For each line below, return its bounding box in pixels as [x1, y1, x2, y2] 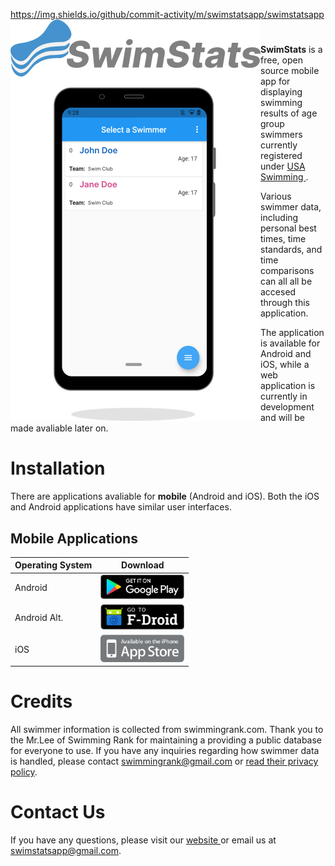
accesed [260, 286, 297, 298]
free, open [260, 54, 303, 66]
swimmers [260, 129, 303, 141]
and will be [260, 412, 305, 424]
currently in [260, 390, 308, 403]
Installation [10, 457, 106, 480]
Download [121, 559, 165, 571]
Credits [10, 690, 73, 713]
